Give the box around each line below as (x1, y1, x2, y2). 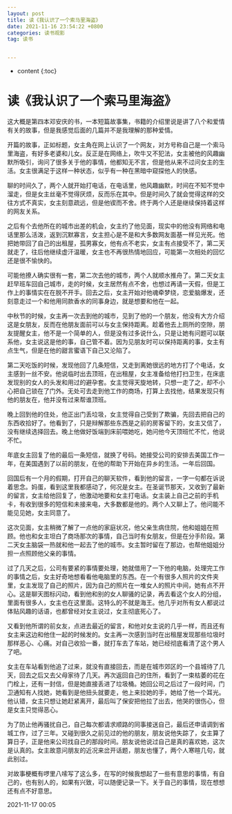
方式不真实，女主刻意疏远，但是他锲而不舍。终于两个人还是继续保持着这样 (12, 198, 225, 207)
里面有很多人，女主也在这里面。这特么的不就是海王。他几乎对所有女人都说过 (7, 598, 225, 607)
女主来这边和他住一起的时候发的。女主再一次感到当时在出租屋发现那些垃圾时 (7, 630, 225, 639)
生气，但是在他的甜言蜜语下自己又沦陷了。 (12, 346, 135, 354)
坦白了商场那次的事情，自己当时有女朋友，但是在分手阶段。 (49, 532, 219, 540)
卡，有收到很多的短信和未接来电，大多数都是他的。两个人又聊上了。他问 (7, 500, 213, 509)
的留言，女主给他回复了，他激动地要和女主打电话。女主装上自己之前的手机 (7, 491, 219, 500)
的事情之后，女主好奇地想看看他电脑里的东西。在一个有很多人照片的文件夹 (7, 573, 219, 581)
